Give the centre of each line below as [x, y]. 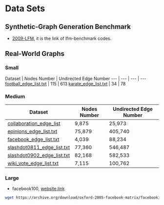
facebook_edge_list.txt [33, 139]
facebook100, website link [38, 189]
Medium [15, 96]
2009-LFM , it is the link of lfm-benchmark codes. [62, 38]
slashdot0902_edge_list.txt [39, 155]
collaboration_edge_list [34, 123]
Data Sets [25, 9]
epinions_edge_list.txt [32, 131]
